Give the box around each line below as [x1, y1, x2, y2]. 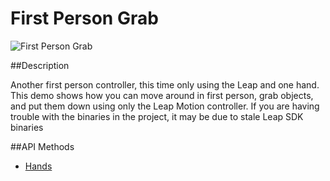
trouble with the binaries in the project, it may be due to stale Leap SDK [10, 110, 304, 122]
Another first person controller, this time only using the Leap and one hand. [10, 78, 320, 91]
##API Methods [10, 140, 75, 152]
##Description [10, 59, 70, 71]
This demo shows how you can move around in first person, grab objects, [10, 89, 314, 101]
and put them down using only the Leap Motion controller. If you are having [10, 100, 320, 112]
